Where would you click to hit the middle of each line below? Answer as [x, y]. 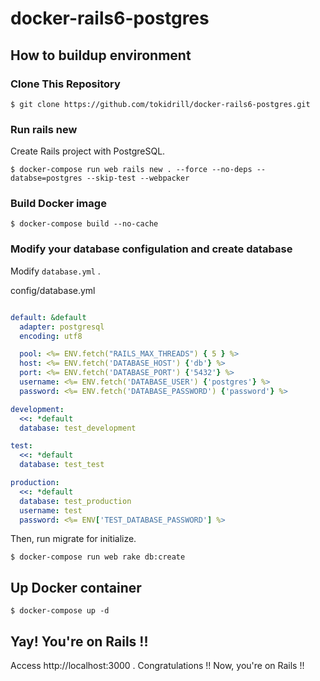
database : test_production [75, 501]
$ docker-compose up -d [60, 611]
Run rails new [44, 129]
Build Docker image [58, 204]
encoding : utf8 [51, 336]
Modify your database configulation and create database [151, 249]
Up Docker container [76, 587]
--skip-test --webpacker [138, 178]
